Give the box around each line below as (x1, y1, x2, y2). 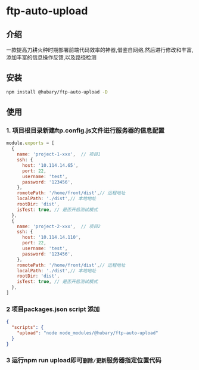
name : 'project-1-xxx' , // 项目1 (17, 151, 101, 157)
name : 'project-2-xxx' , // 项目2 (17, 223, 101, 229)
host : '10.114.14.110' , (21, 234, 82, 241)
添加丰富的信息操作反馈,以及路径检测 (6, 54, 97, 61)
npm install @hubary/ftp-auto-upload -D (6, 89, 108, 95)
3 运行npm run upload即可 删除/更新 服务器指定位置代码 (6, 356, 162, 365)
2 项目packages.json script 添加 (6, 305, 100, 313)
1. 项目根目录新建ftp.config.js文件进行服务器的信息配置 (6, 126, 165, 135)
